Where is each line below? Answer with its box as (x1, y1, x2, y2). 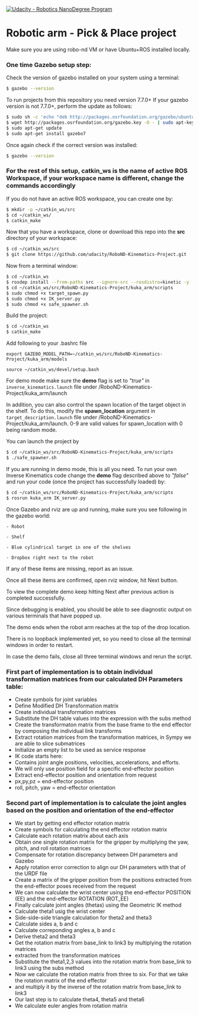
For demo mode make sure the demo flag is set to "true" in (6, 377, 150, 385)
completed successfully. (6, 594, 66, 601)
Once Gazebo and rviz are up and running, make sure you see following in (6, 505, 187, 513)
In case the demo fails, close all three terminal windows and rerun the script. (6, 652, 192, 660)
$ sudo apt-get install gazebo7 (6, 130, 86, 136)
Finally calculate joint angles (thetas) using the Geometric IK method (14, 901, 182, 909)
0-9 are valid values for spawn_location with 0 (70, 420, 183, 427)
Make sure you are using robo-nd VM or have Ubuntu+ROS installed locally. (6, 46, 191, 53)
